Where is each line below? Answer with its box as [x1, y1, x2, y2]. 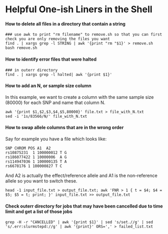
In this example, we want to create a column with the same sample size [5, 94, 154, 100]
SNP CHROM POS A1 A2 [5, 146, 51, 151]
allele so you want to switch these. [5, 178, 78, 184]
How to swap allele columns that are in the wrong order [5, 124, 124, 131]
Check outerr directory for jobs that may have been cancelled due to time [5, 203, 163, 209]
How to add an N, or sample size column [5, 83, 91, 89]
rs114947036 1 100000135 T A [5, 159, 67, 164]
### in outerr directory [5, 67, 58, 72]
